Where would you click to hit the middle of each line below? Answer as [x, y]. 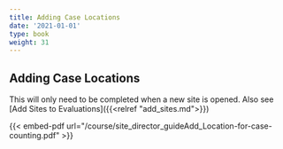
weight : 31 [29, 42]
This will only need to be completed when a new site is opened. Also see [141, 99]
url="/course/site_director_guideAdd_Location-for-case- [169, 126]
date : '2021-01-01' [45, 26]
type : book [29, 34]
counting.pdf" [34, 136]
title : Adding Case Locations [65, 17]
